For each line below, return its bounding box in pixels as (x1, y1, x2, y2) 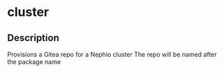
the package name (7, 58, 61, 66)
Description (7, 32, 59, 44)
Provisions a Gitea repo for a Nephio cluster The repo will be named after (7, 50, 218, 58)
